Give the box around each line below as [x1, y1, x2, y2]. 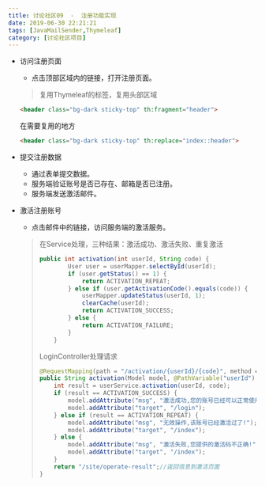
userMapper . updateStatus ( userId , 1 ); [81, 292, 207, 300]
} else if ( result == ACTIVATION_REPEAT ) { [54, 411, 199, 420]
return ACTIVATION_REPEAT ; [81, 277, 171, 285]
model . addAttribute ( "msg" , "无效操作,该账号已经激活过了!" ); [67, 419, 258, 427]
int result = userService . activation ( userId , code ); [54, 382, 231, 390]
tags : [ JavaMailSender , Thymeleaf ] [8, 26, 122, 34]
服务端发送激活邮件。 [31, 189, 101, 198]
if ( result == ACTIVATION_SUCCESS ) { [54, 389, 177, 397]
